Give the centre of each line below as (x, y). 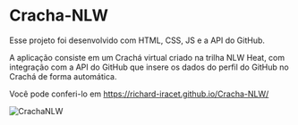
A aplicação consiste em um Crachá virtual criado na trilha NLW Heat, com (147, 57)
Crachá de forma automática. (63, 76)
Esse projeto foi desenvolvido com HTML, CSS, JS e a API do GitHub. (137, 40)
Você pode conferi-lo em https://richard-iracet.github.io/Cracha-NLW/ (139, 94)
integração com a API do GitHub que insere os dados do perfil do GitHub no (149, 67)
